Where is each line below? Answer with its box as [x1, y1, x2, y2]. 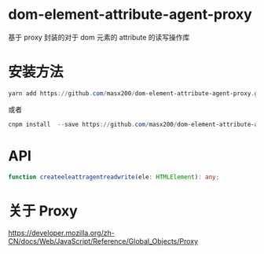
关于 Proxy [8, 202, 79, 219]
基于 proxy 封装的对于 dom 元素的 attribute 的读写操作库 [8, 32, 190, 42]
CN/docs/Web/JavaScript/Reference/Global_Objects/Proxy [8, 237, 199, 246]
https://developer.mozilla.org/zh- [8, 228, 115, 237]
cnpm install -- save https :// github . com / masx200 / [8, 120, 178, 128]
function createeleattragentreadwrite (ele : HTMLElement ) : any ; [8, 173, 220, 181]
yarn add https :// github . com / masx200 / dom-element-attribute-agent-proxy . [8, 89, 255, 98]
